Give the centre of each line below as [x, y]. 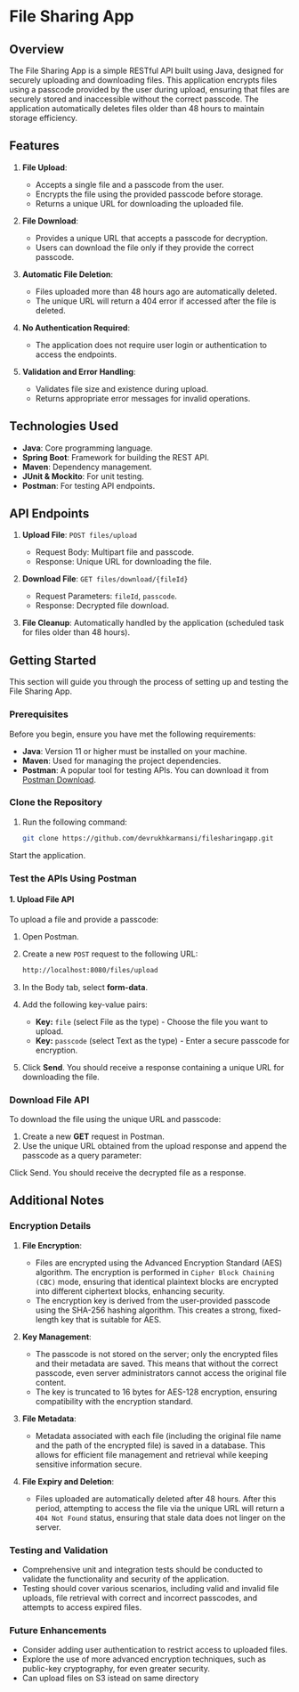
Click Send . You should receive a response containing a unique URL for [153, 1067]
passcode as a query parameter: [82, 1156]
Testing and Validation [59, 1550]
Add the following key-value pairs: [85, 1005]
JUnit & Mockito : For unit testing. [83, 476]
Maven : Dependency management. [87, 467]
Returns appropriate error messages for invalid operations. [143, 398]
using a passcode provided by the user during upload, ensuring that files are [149, 89]
